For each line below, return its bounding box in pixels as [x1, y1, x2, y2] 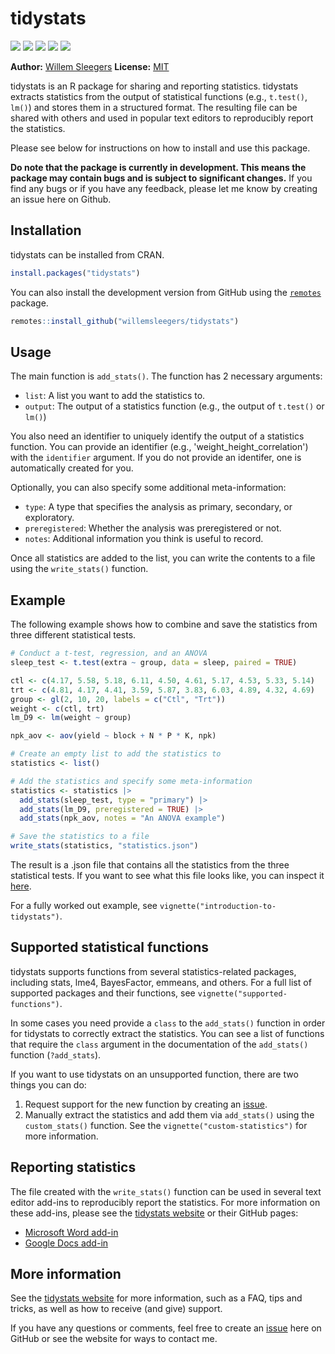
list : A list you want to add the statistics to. [24, 390, 206, 402]
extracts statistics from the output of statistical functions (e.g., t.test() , [10, 90, 308, 102]
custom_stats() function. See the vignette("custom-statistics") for [24, 1119, 308, 1131]
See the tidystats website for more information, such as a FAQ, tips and [10, 1292, 303, 1304]
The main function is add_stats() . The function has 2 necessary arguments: [10, 370, 323, 382]
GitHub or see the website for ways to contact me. [10, 1333, 218, 1345]
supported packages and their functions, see [10, 987, 196, 999]
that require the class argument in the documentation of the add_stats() [10, 1038, 309, 1050]
